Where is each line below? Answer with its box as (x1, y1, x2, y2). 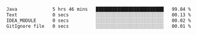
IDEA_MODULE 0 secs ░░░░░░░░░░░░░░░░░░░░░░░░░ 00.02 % (6, 17, 191, 24)
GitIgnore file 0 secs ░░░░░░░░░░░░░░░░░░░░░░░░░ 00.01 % (6, 23, 191, 29)
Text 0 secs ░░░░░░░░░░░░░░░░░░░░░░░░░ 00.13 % (6, 11, 191, 18)
